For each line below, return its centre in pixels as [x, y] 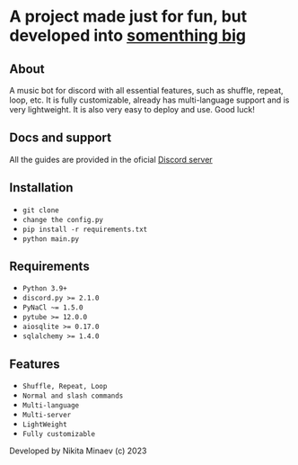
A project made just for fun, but [128, 17]
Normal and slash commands [73, 396]
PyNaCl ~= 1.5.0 [53, 308]
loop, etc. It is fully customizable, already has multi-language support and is [149, 100]
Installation [41, 188]
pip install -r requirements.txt [85, 229]
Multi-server [47, 416]
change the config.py [62, 219]
